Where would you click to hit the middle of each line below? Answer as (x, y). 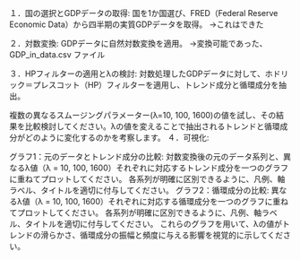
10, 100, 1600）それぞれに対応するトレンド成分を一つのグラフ (175, 168)
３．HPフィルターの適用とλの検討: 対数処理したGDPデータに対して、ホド (145, 74)
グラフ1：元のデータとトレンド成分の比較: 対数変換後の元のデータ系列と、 (146, 156)
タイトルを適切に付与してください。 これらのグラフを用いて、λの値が (153, 224)
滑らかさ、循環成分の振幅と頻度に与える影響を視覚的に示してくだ (162, 235)
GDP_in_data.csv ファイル (57, 55)
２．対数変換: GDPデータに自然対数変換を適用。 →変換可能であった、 (138, 43)
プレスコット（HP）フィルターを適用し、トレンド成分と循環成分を (156, 85)
